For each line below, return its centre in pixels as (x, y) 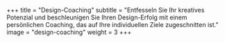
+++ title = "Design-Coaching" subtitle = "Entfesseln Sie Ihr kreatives (106, 10)
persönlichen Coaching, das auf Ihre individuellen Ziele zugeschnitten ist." (112, 25)
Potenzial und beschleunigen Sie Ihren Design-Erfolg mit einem (97, 17)
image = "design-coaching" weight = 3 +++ (69, 32)
